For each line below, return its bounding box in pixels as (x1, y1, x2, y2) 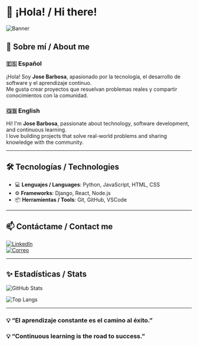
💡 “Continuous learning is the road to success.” (6, 332, 146, 341)
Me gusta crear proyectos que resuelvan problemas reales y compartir (6, 85, 178, 93)
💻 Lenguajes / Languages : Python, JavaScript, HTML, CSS (14, 181, 160, 188)
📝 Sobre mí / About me (6, 42, 90, 52)
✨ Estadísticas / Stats (6, 269, 87, 279)
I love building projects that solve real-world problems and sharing (6, 132, 167, 139)
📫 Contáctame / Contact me (6, 222, 113, 232)
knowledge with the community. (6, 139, 84, 146)
